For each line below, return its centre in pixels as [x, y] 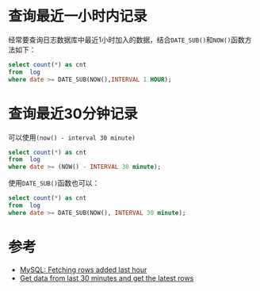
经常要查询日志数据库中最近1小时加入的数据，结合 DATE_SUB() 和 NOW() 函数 [127, 40]
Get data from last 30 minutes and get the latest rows [107, 278]
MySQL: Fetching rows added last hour [83, 270]
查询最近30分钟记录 [73, 114]
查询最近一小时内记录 [78, 16]
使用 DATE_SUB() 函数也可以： [54, 183]
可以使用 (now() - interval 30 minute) [72, 137]
